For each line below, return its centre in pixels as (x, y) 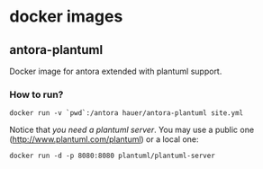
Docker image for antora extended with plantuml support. (116, 71)
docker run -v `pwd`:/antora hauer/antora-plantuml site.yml (127, 113)
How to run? (36, 94)
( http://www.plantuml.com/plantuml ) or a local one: (104, 139)
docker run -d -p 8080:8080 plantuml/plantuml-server (113, 156)
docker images (66, 17)
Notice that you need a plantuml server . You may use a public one (132, 130)
